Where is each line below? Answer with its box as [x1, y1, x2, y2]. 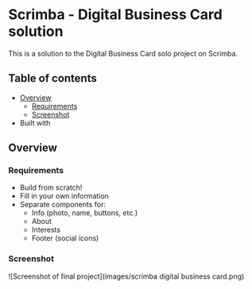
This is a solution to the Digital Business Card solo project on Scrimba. [8, 48, 238, 58]
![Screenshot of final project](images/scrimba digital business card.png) [8, 272, 245, 281]
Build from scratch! [19, 183, 83, 192]
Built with [19, 118, 51, 128]
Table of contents [8, 71, 97, 85]
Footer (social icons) [31, 233, 99, 243]
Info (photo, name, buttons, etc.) [31, 208, 138, 218]
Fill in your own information [19, 191, 110, 201]
